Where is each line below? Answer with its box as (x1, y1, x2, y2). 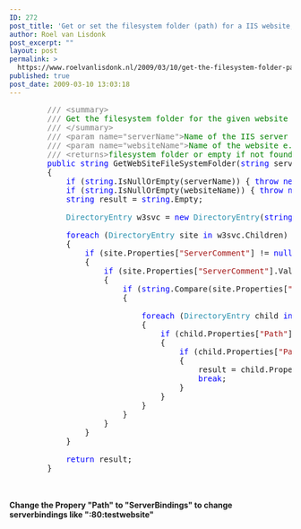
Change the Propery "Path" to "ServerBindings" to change (9, 499, 233, 511)
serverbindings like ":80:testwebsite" (9, 509, 154, 520)
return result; (65, 454, 133, 464)
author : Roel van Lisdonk (9, 30, 106, 39)
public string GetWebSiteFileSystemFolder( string (47, 158, 270, 169)
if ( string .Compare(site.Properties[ (122, 283, 288, 294)
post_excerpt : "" (9, 38, 74, 48)
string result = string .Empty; (65, 194, 203, 204)
